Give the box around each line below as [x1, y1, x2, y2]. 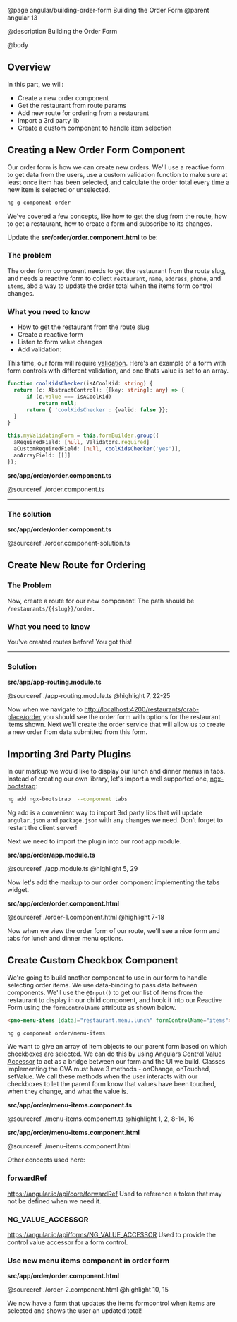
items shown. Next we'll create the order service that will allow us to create [7, 720, 226, 729]
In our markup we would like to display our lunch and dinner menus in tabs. [7, 767, 226, 775]
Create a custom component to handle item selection [17, 124, 172, 132]
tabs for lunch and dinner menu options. [7, 934, 124, 942]
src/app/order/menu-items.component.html [7, 1129, 140, 1137]
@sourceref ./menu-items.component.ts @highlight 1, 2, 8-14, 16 [7, 1114, 195, 1123]
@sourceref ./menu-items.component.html [7, 1142, 132, 1150]
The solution [7, 509, 51, 519]
